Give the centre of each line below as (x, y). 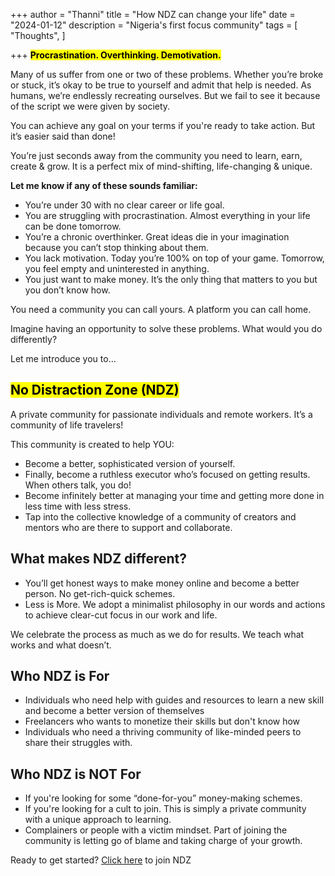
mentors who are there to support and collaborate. (128, 527)
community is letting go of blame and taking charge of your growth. (163, 841)
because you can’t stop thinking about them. (116, 247)
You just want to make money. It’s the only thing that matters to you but (171, 279)
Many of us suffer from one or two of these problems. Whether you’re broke (167, 74)
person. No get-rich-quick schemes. (100, 593)
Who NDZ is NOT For (76, 774)
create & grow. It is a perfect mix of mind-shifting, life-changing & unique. (161, 166)
